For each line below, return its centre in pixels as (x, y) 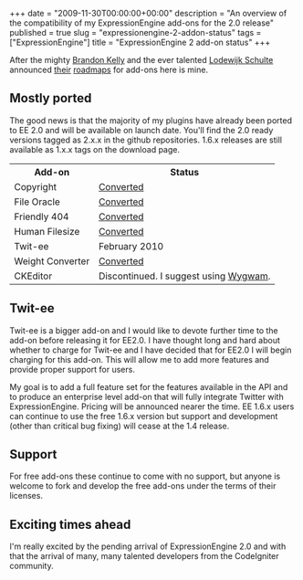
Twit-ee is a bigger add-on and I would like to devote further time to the (144, 330)
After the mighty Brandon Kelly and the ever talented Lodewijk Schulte (141, 60)
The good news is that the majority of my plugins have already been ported (151, 120)
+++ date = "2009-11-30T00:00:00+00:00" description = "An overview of (148, 13)
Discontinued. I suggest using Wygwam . (185, 276)
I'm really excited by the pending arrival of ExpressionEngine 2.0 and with (148, 546)
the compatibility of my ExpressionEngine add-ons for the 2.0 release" (142, 23)
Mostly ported (51, 98)
